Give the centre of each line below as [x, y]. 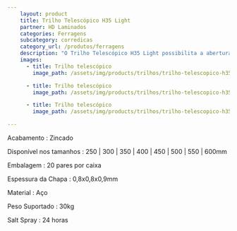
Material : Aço [28, 192]
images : [31, 60]
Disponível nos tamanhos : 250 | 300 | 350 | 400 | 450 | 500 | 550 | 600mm [117, 152]
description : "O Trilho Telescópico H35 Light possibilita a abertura [126, 54]
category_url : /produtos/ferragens [72, 47]
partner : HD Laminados [53, 27]
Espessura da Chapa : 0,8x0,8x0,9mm [63, 179]
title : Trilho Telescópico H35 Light [75, 20]
